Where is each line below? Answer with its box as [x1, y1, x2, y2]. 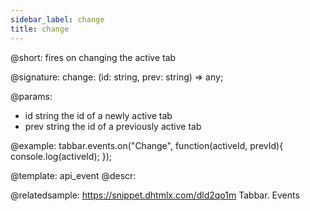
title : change [10, 24, 70, 34]
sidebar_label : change [10, 14, 105, 25]
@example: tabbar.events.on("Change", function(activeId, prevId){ [10, 139, 284, 151]
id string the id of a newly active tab [24, 109, 173, 121]
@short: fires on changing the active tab [10, 51, 177, 63]
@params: [10, 90, 53, 102]
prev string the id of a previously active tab [24, 120, 202, 132]
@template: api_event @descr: [10, 169, 137, 181]
